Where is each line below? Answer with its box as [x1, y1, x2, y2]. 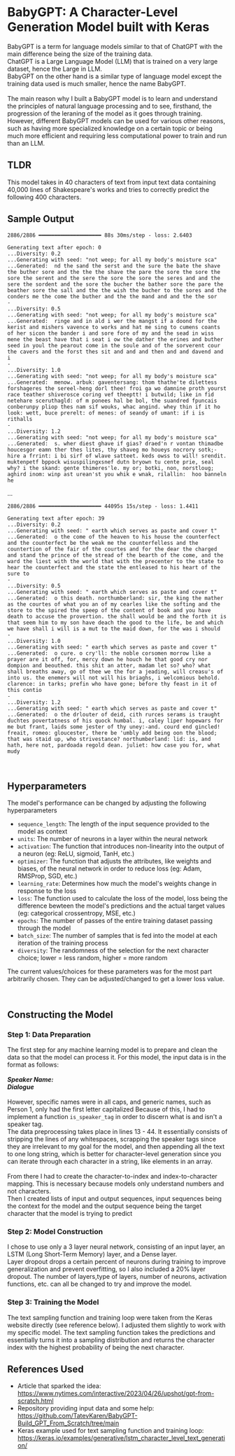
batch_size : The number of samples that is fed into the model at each [17, 931, 218, 940]
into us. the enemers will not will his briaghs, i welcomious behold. [7, 674, 220, 681]
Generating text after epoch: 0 [7, 244, 101, 251]
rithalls [7, 415, 33, 422]
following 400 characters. [7, 193, 82, 201]
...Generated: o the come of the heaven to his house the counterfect [7, 533, 220, 540]
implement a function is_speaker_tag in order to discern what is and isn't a [7, 1113, 222, 1121]
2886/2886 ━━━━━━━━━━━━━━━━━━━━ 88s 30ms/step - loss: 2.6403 [7, 232, 192, 239]
